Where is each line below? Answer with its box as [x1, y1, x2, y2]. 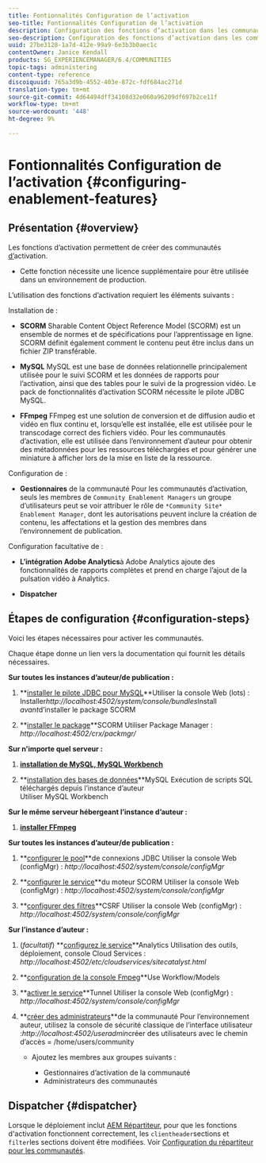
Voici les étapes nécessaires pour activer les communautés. [8, 633, 204, 643]
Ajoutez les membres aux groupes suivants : [31, 1052, 177, 1061]
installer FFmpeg [19, 822, 77, 832]
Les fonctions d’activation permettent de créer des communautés [8, 242, 222, 252]
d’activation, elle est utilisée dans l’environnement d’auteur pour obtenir [19, 436, 253, 446]
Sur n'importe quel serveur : [8, 744, 103, 753]
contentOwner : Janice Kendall [8, 48, 108, 56]
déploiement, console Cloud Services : [19, 949, 146, 958]
